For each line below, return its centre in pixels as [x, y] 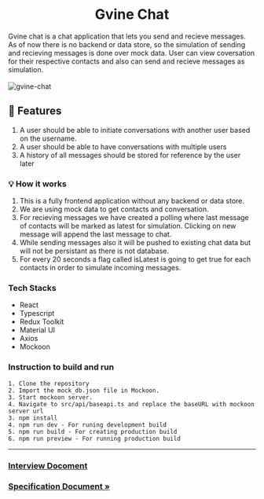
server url [26, 411]
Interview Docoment [48, 465]
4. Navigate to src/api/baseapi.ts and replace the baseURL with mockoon [132, 404]
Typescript [37, 314]
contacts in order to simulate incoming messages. [100, 268]
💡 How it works [37, 184]
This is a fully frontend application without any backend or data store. [132, 201]
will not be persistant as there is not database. [94, 251]
